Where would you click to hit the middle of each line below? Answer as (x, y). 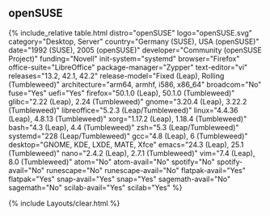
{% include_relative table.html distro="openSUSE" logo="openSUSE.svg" (131, 32)
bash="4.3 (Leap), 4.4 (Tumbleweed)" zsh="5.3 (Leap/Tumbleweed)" (124, 127)
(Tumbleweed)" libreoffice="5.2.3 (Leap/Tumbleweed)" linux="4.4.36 (123, 110)
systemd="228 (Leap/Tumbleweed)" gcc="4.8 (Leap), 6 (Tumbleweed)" (128, 136)
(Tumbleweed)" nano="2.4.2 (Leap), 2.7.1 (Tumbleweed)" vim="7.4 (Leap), (132, 153)
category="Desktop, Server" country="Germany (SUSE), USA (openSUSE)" (134, 41)
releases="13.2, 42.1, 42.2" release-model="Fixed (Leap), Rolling (116, 75)
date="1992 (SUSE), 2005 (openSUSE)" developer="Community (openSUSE (135, 50)
